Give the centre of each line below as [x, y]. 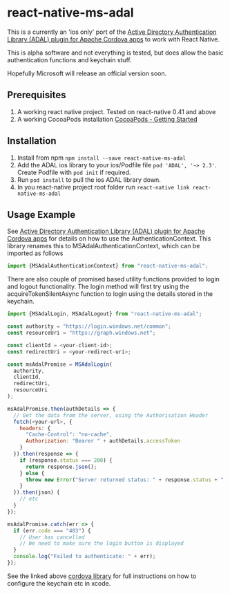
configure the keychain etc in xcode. [59, 583]
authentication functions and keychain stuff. [70, 59]
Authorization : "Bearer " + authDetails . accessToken [103, 441]
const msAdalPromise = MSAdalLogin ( [60, 364]
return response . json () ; [61, 467]
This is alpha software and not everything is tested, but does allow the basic [115, 53]
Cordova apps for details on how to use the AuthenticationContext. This [109, 239]
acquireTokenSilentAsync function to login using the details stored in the [110, 294]
